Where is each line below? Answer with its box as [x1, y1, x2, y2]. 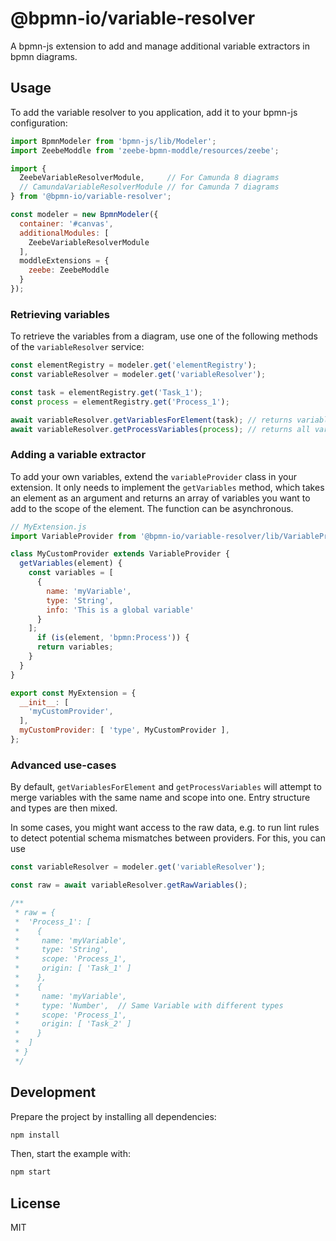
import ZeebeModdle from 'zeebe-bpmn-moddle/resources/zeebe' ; [10, 145, 280, 156]
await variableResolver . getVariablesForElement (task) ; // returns [10, 415, 293, 425]
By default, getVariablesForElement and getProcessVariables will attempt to [10, 781, 322, 793]
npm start [10, 1167, 52, 1177]
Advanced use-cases [10, 758, 117, 772]
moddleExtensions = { [19, 256, 110, 266]
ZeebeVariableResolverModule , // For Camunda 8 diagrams [19, 173, 280, 183]
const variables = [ [28, 568, 114, 578]
